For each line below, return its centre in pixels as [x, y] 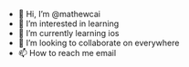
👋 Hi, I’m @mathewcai [59, 14]
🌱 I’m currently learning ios [68, 33]
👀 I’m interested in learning [68, 24]
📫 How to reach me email [67, 53]
